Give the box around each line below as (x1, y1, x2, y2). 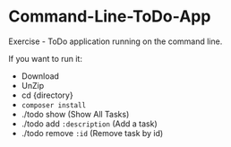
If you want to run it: (8, 53, 82, 64)
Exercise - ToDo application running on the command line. (8, 36, 223, 47)
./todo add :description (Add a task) (21, 118, 158, 129)
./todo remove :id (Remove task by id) (21, 127, 164, 138)
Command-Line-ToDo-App (8, 6, 211, 27)
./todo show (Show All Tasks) (21, 108, 130, 119)
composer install (21, 100, 87, 109)
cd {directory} (21, 90, 73, 100)
